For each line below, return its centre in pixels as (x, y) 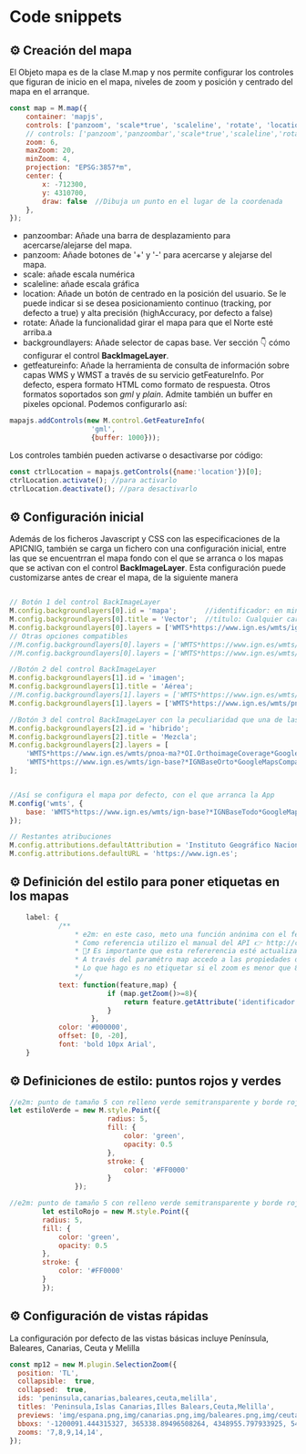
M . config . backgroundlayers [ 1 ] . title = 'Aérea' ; (102, 686)
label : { (42, 917)
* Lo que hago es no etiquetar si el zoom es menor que (183, 968)
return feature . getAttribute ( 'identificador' (211, 1002)
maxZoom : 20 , (51, 151)
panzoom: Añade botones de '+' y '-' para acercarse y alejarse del (147, 255)
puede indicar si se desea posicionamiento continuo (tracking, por (147, 303)
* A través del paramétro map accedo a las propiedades (183, 960)
